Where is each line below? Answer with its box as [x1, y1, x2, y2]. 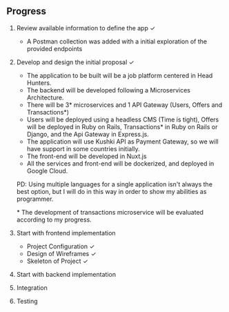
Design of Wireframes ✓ [26, 249, 97, 257]
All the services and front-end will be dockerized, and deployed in [26, 159, 215, 168]
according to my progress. [16, 215, 92, 224]
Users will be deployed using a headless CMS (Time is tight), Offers [26, 115, 219, 124]
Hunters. [26, 79, 52, 87]
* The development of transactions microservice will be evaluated [16, 208, 204, 216]
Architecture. [26, 93, 64, 101]
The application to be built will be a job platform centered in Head [26, 71, 213, 79]
